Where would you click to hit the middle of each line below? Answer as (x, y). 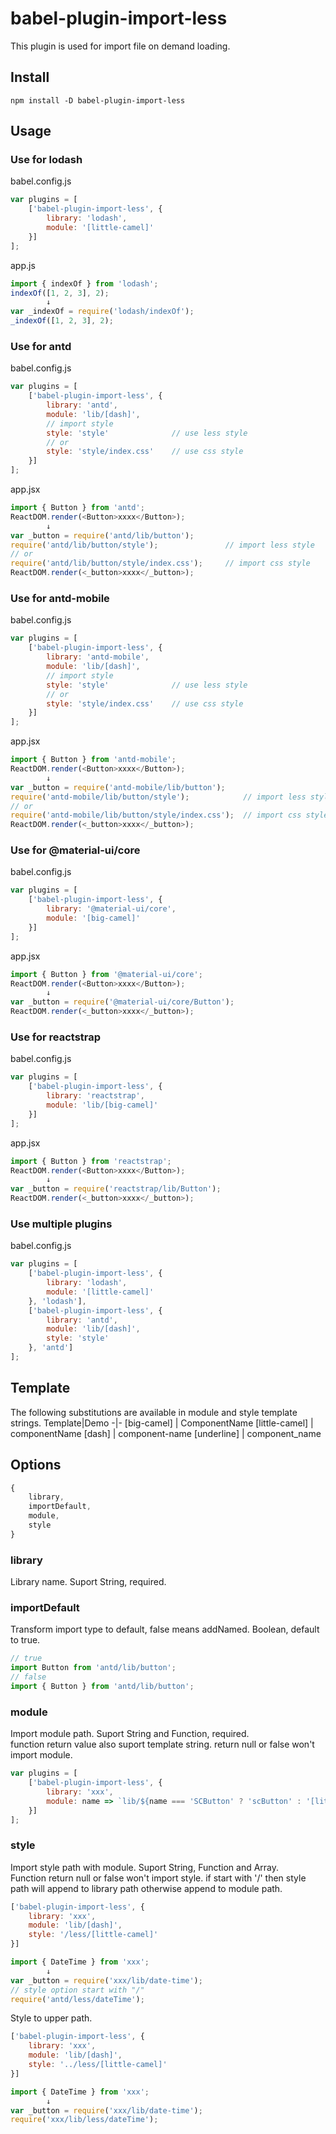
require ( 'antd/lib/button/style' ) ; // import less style (162, 545)
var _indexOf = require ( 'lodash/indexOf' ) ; (102, 312)
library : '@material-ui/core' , (111, 909)
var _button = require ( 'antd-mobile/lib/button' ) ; (118, 787)
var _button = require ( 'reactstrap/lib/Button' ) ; (116, 1189)
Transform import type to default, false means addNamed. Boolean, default (165, 1629)
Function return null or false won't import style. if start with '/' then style (158, 1878)
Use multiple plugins (61, 1224)
